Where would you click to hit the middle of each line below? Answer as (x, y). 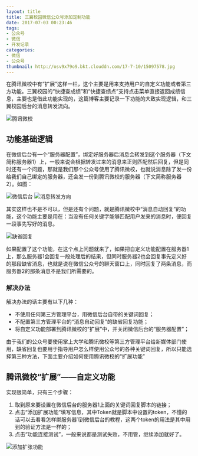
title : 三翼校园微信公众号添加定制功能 (48, 17)
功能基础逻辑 (29, 139)
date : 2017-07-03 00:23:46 (39, 22)
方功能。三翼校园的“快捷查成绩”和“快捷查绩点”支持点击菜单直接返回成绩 (93, 92)
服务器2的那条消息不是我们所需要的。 (52, 271)
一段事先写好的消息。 (32, 224)
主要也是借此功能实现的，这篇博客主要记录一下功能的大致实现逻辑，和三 (104, 99)
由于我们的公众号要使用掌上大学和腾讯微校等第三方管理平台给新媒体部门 (94, 342)
